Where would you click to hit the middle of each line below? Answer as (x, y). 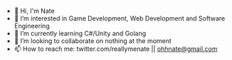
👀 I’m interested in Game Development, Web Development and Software (120, 18)
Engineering (32, 26)
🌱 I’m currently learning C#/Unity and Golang (80, 33)
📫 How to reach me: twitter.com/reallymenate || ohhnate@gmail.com (116, 49)
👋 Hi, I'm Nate (34, 11)
